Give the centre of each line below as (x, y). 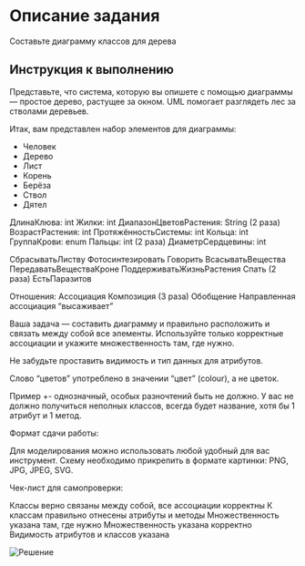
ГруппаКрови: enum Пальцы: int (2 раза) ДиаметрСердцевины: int (138, 242)
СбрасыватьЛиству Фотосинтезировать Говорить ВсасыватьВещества (148, 259)
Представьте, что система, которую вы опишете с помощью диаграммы (151, 91)
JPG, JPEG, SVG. (41, 469)
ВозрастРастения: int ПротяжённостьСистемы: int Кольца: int (129, 232)
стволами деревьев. (49, 111)
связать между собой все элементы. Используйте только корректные (147, 333)
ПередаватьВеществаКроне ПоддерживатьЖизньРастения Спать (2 (143, 269)
